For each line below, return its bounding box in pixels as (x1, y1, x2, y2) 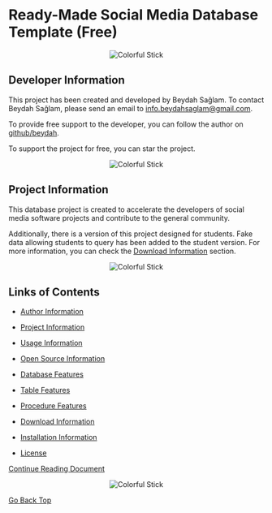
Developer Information (8, 73, 126, 87)
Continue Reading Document (8, 464, 106, 474)
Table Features (19, 386, 71, 395)
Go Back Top (8, 495, 52, 505)
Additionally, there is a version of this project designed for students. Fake (8, 229, 253, 239)
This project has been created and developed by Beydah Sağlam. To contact (8, 95, 265, 105)
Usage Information (19, 338, 83, 348)
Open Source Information (19, 354, 106, 364)
